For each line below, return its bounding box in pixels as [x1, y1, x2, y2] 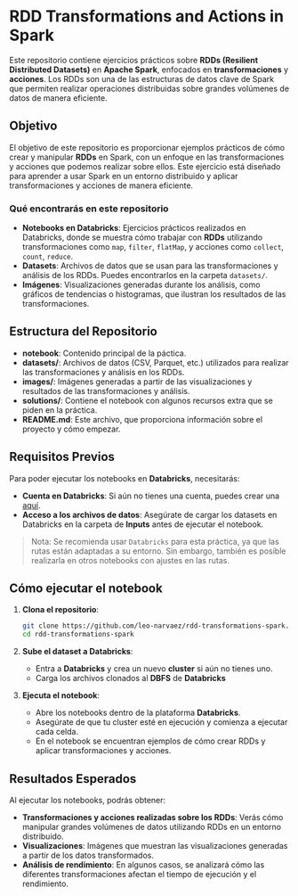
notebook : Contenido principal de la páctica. [21, 348, 187, 358]
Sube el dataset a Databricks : [21, 646, 133, 657]
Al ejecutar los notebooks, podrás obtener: [9, 795, 166, 806]
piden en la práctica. [21, 404, 98, 415]
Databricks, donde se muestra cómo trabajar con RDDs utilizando [21, 232, 263, 242]
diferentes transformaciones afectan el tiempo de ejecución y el [21, 869, 257, 880]
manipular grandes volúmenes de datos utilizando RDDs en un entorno [21, 822, 282, 833]
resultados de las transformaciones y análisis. [21, 385, 190, 396]
